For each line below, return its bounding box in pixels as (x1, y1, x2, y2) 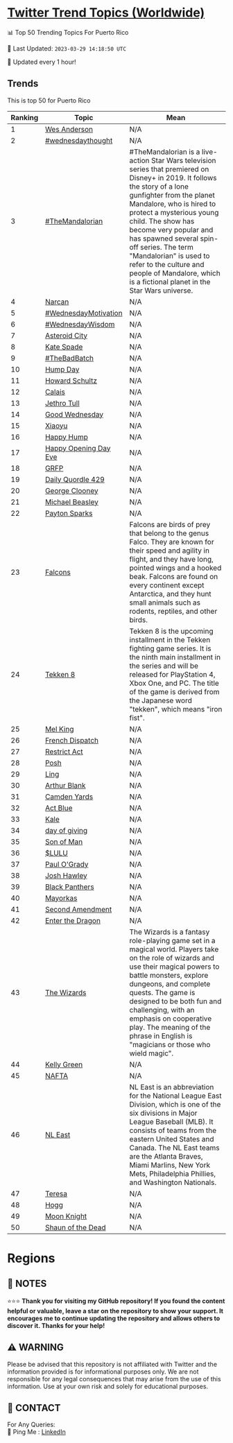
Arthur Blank (44, 780, 86, 790)
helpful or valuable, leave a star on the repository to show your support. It (7, 1306, 224, 1315)
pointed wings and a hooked (129, 563, 222, 573)
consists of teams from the (129, 1125, 217, 1135)
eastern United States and (129, 1134, 214, 1143)
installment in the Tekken (129, 634, 211, 644)
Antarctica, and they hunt (129, 589, 212, 598)
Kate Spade (44, 342, 83, 352)
